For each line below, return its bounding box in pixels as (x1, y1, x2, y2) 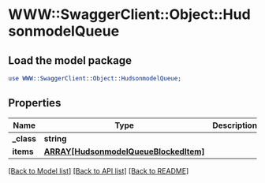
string (43, 133, 67, 144)
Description (212, 120, 258, 131)
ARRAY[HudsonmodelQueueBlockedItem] (43, 146, 205, 157)
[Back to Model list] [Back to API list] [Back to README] (8, 166, 189, 175)
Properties (8, 96, 62, 110)
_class (12, 133, 37, 144)
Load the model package (8, 54, 132, 67)
